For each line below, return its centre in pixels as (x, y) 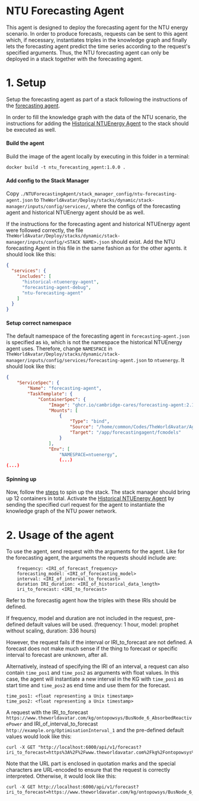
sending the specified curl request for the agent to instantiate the (86, 505)
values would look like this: (39, 736)
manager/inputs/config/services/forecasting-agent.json (76, 361)
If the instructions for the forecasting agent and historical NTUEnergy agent (98, 224)
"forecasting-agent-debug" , (57, 287)
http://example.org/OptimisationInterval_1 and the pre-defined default (95, 730)
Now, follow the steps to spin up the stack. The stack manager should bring (98, 492)
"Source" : (82, 427)
